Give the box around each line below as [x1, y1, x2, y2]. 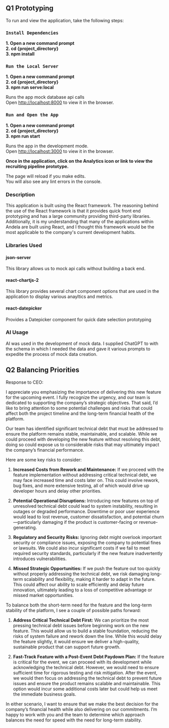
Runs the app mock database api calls [6, 94, 84, 100]
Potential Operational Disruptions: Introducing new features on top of [13, 498, 159, 504]
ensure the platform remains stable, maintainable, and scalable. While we [6, 431, 157, 437]
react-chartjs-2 [6, 277, 39, 283]
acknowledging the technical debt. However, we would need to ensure [13, 664, 159, 670]
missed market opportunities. [13, 592, 74, 598]
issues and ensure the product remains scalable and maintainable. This [13, 680, 160, 686]
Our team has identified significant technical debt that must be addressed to [6, 426, 164, 432]
